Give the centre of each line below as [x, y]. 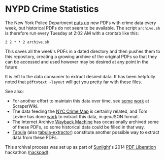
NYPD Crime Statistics [52, 9]
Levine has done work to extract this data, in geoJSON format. [76, 116]
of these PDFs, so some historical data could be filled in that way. [79, 127]
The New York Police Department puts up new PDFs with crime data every [81, 23]
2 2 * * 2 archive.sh [27, 42]
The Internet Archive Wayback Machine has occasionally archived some [85, 122]
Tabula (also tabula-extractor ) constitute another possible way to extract [86, 132]
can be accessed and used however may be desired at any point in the [77, 62]
